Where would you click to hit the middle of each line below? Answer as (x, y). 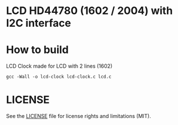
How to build (37, 50)
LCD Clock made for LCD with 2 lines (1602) (59, 66)
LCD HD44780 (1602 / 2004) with (90, 11)
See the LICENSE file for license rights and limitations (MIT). (79, 116)
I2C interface (39, 23)
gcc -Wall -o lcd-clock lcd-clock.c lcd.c (59, 77)
